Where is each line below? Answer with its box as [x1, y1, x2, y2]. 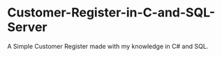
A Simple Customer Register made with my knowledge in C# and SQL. [7, 42, 209, 50]
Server [7, 19, 47, 35]
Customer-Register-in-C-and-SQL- [7, 5, 216, 21]
